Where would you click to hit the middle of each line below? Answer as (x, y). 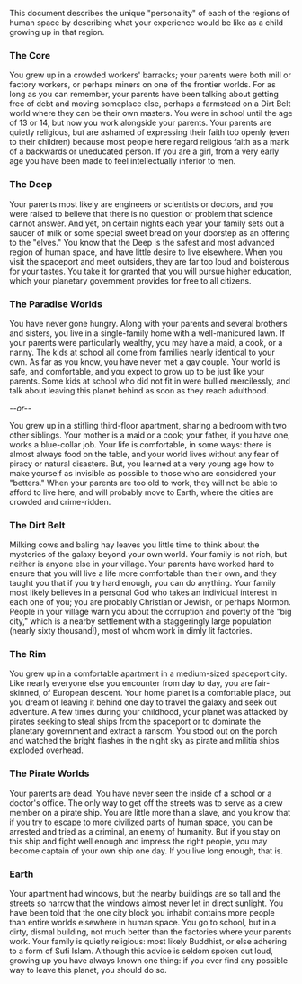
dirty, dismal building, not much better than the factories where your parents (151, 932)
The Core (30, 55)
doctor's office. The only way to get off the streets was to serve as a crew (146, 803)
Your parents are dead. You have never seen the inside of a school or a (141, 793)
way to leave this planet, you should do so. (89, 970)
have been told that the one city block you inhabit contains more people (142, 913)
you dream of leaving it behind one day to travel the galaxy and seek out (143, 702)
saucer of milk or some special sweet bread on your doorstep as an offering (150, 232)
